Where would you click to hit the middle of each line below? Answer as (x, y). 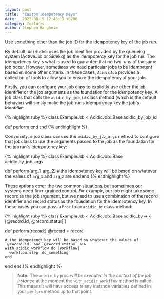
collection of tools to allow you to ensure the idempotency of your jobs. (77, 78)
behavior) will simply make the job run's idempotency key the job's (72, 103)
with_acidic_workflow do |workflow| (42, 248)
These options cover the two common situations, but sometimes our (74, 186)
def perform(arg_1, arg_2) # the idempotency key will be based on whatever (81, 171)
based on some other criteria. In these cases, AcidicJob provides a (72, 72)
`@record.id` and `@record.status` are (46, 244)
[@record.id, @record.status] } (36, 221)
